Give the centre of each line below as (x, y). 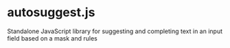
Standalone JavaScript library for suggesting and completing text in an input (115, 31)
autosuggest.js (51, 13)
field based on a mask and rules (52, 38)
